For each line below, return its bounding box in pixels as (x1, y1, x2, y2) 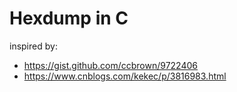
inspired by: (9, 40, 58, 52)
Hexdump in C (9, 7, 129, 30)
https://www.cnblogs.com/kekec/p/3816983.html (23, 70, 227, 82)
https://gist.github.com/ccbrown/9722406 (23, 59, 198, 71)
